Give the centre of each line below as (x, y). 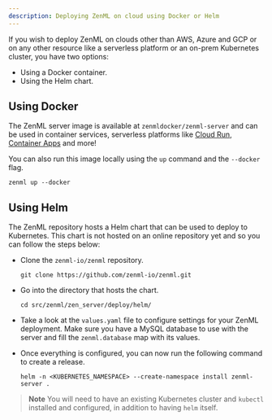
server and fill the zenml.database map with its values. (110, 338)
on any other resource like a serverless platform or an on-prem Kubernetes (134, 48)
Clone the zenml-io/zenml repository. (82, 260)
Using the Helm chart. (57, 81)
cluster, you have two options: (59, 56)
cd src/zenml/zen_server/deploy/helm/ (86, 305)
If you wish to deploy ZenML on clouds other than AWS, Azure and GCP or (133, 39)
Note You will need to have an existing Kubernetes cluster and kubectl (146, 399)
